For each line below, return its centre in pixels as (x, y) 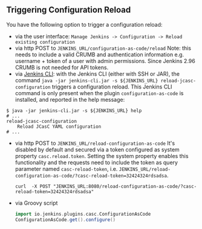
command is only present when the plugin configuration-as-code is (99, 93)
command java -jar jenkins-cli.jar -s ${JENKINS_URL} (86, 80)
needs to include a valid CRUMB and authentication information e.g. (99, 55)
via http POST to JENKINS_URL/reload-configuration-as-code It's (95, 143)
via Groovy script (36, 203)
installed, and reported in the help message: (70, 99)
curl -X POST (33, 186)
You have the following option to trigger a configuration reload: (84, 24)
